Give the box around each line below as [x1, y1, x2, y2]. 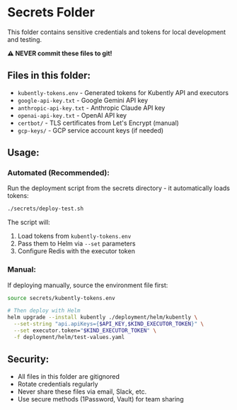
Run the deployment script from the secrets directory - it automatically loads [7, 184, 230, 192]
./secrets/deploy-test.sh [7, 205, 83, 213]
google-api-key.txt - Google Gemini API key [17, 96, 149, 104]
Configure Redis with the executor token [17, 247, 136, 255]
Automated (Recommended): [7, 168, 110, 178]
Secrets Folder [7, 4, 96, 21]
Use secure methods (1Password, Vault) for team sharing [17, 394, 184, 403]
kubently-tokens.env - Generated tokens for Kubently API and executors [17, 88, 229, 96]
